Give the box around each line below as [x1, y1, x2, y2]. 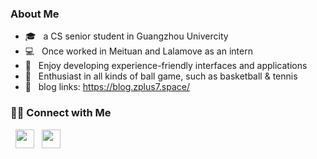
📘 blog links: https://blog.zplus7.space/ [24, 81, 191, 93]
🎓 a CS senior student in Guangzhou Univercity [24, 30, 229, 42]
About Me [10, 7, 60, 21]
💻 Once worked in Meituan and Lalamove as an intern [24, 45, 253, 57]
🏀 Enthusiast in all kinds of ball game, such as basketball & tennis [24, 70, 298, 82]
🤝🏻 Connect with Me [10, 106, 112, 120]
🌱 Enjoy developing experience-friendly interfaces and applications [24, 60, 308, 72]
